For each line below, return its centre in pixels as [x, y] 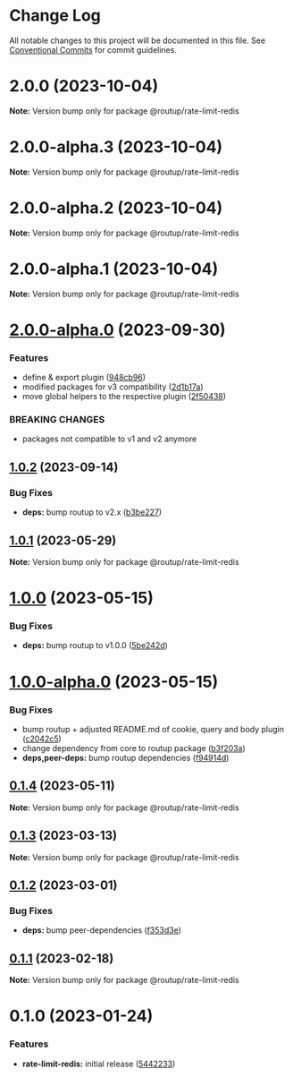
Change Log [55, 16]
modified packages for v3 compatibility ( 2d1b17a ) [113, 387]
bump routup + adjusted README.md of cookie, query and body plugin [153, 729]
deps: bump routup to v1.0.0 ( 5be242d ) [95, 645]
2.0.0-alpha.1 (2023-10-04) [114, 269]
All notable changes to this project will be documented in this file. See [138, 40]
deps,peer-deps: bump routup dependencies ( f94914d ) [126, 757]
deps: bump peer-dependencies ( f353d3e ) [101, 930]
